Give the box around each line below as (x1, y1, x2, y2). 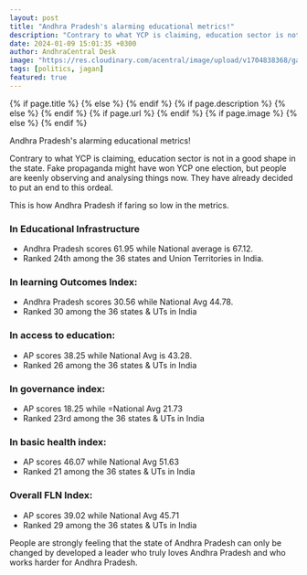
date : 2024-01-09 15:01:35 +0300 (9, 38, 137, 48)
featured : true (9, 73, 68, 82)
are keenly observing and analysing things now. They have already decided (9, 172, 294, 183)
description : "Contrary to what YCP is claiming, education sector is (9, 30, 284, 39)
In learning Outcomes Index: (9, 275, 138, 288)
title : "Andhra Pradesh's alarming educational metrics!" (9, 22, 235, 31)
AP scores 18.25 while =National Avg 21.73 (22, 403, 183, 414)
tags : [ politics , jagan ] (9, 65, 104, 74)
